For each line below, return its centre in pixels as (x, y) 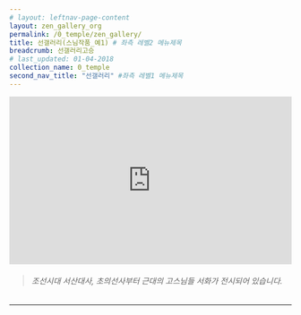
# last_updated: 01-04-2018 (62, 59)
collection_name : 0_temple (60, 68)
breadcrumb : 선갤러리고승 (52, 51)
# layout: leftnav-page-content (69, 17)
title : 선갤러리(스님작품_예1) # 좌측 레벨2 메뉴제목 (95, 43)
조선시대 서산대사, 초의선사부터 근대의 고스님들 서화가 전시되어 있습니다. (157, 281)
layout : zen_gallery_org (56, 26)
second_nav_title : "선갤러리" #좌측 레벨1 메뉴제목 (96, 76)
